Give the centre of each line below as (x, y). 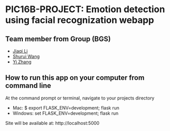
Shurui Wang (26, 56)
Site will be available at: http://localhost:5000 (53, 123)
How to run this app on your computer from (75, 78)
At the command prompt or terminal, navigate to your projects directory (80, 98)
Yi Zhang (22, 62)
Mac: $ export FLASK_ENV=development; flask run (66, 108)
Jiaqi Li (20, 51)
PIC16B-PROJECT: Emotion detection (85, 9)
